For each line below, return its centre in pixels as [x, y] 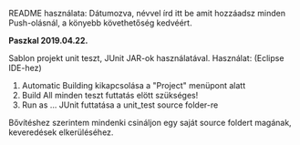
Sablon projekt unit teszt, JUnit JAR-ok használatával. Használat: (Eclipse [146, 58]
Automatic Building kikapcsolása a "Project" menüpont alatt [134, 85]
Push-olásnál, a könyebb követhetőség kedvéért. [100, 23]
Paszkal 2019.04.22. [48, 41]
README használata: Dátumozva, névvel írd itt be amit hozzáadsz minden [147, 13]
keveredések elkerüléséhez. [61, 132]
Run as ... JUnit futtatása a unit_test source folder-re [120, 105]
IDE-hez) [25, 68]
